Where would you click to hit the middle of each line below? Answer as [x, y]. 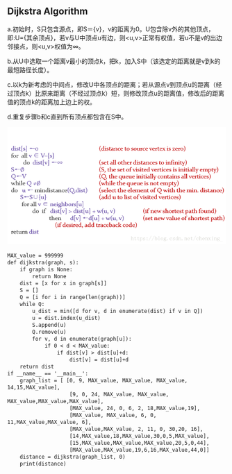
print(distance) [43, 464]
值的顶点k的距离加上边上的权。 [51, 102]
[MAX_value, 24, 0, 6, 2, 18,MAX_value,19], [134, 409]
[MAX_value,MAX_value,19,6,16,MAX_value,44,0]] [139, 450]
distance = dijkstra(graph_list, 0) [73, 457]
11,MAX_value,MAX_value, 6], [49, 423]
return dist [37, 367]
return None [50, 277]
